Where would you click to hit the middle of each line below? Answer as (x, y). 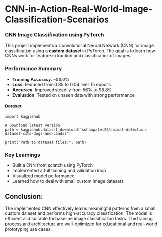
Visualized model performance (43, 176)
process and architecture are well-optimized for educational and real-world (81, 224)
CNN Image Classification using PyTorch (54, 35)
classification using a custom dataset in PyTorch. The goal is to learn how (80, 51)
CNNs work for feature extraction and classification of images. (68, 56)
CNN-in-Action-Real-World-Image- (79, 9)
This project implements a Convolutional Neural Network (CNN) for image (80, 46)
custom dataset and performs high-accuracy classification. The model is (79, 213)
